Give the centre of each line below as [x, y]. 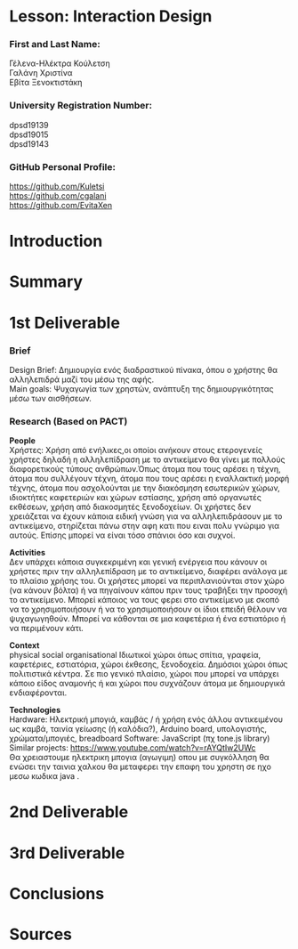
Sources [41, 934]
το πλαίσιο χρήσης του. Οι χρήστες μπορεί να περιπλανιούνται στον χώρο [147, 581]
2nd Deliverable [69, 812]
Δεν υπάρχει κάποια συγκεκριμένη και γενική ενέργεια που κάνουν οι [138, 562]
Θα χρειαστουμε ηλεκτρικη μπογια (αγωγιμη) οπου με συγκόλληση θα [139, 758]
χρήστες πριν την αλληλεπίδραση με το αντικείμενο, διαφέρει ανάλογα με [149, 572]
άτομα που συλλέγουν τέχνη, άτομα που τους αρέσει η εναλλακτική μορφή [149, 479]
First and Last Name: [55, 45]
